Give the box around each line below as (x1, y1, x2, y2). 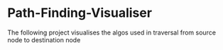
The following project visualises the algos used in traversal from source (7, 28, 217, 37)
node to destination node (7, 35, 81, 44)
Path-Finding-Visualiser (7, 5, 153, 21)
